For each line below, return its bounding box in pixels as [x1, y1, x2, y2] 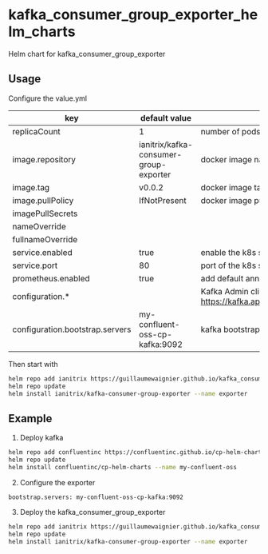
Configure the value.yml [8, 94, 88, 103]
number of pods [200, 126, 261, 137]
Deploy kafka [19, 433, 64, 443]
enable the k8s [200, 246, 257, 257]
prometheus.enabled [12, 273, 90, 284]
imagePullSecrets [12, 208, 78, 219]
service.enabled [12, 246, 73, 257]
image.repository [12, 153, 77, 165]
